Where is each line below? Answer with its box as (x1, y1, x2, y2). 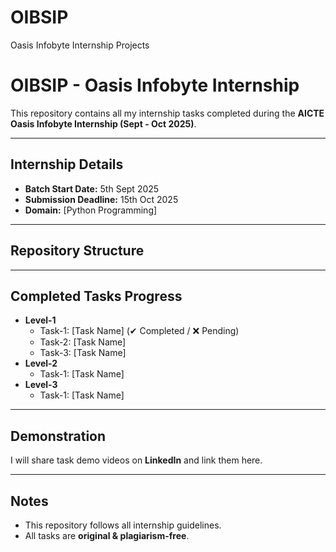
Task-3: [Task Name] (39, 347, 127, 359)
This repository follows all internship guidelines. (24, 519, 222, 531)
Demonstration (10, 427, 107, 445)
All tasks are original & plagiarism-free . (24, 529, 190, 541)
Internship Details (10, 156, 124, 173)
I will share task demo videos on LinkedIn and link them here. (10, 454, 263, 466)
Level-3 (24, 379, 58, 391)
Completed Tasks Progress (10, 287, 183, 305)
